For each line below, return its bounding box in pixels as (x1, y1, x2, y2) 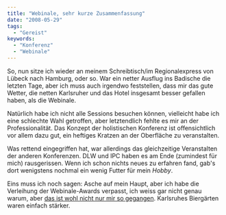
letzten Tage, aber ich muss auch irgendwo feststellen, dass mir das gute (7, 81, 214, 90)
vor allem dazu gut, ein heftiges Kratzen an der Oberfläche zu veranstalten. (7, 131, 220, 139)
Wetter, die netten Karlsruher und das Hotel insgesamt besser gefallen (7, 88, 205, 97)
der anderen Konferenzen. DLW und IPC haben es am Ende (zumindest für (7, 151, 218, 160)
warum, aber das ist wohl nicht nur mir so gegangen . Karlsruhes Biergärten (7, 194, 219, 202)
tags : (7, 23, 23, 29)
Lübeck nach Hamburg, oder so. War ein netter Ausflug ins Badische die (7, 74, 211, 82)
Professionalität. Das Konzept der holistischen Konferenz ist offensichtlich (7, 124, 216, 132)
